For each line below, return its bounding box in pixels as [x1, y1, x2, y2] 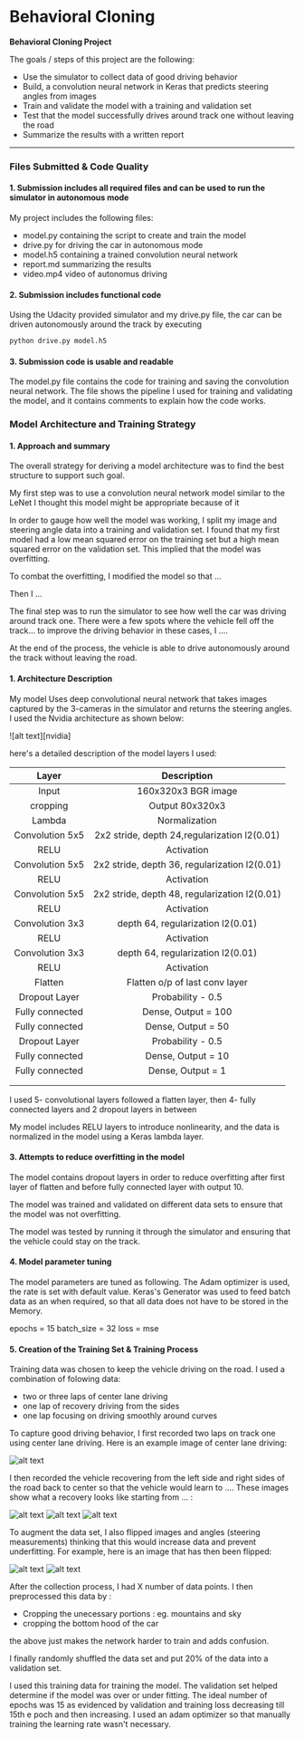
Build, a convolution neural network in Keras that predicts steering [22, 81, 269, 91]
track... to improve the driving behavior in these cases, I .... [9, 625, 229, 636]
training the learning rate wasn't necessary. [9, 1719, 172, 1730]
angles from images [22, 91, 97, 101]
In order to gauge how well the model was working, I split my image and [9, 514, 278, 526]
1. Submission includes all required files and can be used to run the [9, 183, 265, 194]
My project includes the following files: [9, 213, 154, 224]
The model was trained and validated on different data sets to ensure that [9, 1198, 283, 1210]
